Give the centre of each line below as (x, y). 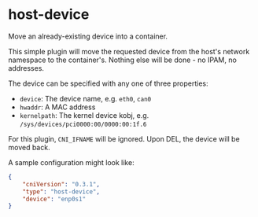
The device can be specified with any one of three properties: (108, 83)
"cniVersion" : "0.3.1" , (61, 184)
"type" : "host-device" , (61, 191)
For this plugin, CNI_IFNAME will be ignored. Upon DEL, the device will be (124, 138)
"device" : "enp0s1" (54, 199)
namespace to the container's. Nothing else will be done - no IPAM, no (123, 60)
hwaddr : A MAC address (57, 107)
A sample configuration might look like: (72, 162)
